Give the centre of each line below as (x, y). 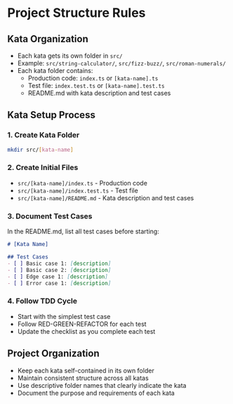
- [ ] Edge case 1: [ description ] (58, 276)
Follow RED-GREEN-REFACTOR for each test (82, 324)
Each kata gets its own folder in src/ (70, 56)
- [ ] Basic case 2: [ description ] (59, 270)
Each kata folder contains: (55, 71)
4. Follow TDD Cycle (42, 301)
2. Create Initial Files (43, 168)
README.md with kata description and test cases (99, 93)
